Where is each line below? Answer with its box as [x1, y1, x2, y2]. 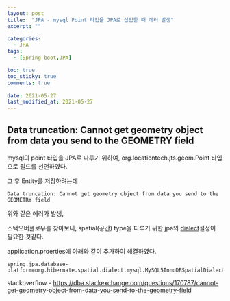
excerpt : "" [7, 23, 41, 29]
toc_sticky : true [7, 73, 57, 80]
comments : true [7, 80, 51, 86]
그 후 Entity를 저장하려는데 [7, 176, 79, 185]
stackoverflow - [7, 278, 52, 287]
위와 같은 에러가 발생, [7, 209, 64, 217]
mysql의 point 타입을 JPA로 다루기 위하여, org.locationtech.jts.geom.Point [7, 154, 210, 162]
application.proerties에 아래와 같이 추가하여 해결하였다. [7, 247, 157, 255]
